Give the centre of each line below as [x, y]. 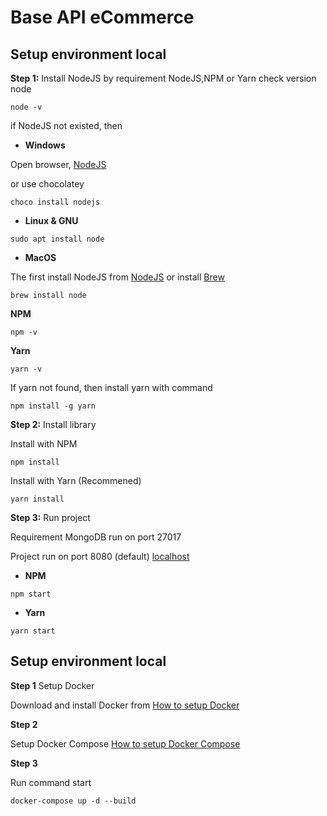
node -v [26, 107]
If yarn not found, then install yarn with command [111, 387]
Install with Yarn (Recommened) [76, 480]
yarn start [33, 631]
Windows [45, 145]
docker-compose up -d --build [73, 801]
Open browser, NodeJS [58, 164]
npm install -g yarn [53, 406]
